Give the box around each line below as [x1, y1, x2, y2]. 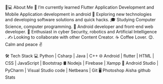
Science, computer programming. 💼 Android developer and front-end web [5, 24, 153, 29]
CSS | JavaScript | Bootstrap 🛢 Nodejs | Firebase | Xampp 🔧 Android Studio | [5, 60, 159, 66]
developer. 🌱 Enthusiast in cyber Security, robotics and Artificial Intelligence [5, 29, 157, 34]
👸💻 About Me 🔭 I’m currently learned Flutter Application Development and [5, 4, 154, 10]
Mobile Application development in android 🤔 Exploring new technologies [5, 12, 152, 17]
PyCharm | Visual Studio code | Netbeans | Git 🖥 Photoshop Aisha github [5, 68, 151, 73]
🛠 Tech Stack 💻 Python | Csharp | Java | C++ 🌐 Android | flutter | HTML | [5, 53, 154, 58]
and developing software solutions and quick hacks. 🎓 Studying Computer [5, 17, 156, 22]
